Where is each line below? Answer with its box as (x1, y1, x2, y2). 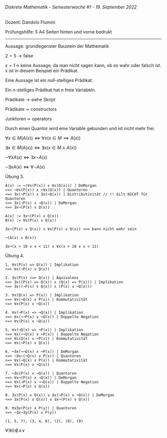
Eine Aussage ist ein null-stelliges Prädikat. (5, 77, 93, 83)
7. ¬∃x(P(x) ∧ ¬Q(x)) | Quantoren (5, 371, 77, 376)
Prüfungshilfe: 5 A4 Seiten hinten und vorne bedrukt (5, 29, 112, 35)
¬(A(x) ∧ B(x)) (5, 235, 37, 240)
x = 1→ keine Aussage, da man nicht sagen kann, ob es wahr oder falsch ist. (5, 63, 162, 69)
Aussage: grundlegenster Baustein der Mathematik (5, 43, 109, 49)
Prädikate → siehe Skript (5, 97, 56, 103)
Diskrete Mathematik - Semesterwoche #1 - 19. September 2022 (5, 4, 137, 10)
